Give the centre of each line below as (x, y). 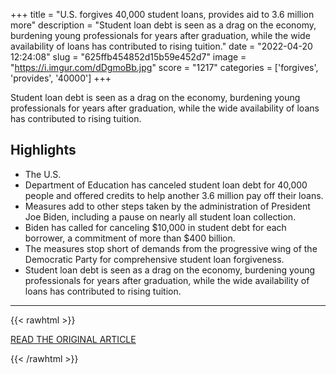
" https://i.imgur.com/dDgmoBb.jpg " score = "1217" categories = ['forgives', (164, 67)
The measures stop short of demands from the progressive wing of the (171, 248)
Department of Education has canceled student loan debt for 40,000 (166, 185)
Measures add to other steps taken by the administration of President (167, 206)
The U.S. (43, 174)
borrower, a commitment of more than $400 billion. (130, 238)
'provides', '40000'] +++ (61, 78)
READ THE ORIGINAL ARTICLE (73, 339)
